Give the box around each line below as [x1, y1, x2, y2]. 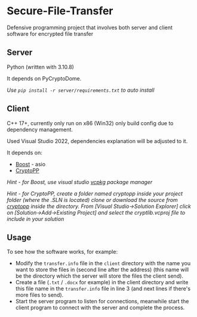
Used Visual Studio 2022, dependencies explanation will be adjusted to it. [7, 137, 188, 144]
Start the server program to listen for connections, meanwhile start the [15, 298, 189, 305]
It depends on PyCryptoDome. [7, 74, 82, 82]
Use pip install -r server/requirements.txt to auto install [7, 86, 155, 94]
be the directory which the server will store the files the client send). [15, 272, 184, 279]
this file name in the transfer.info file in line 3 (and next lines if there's [15, 285, 190, 293]
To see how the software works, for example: [7, 248, 118, 256]
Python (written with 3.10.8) [7, 63, 74, 70]
